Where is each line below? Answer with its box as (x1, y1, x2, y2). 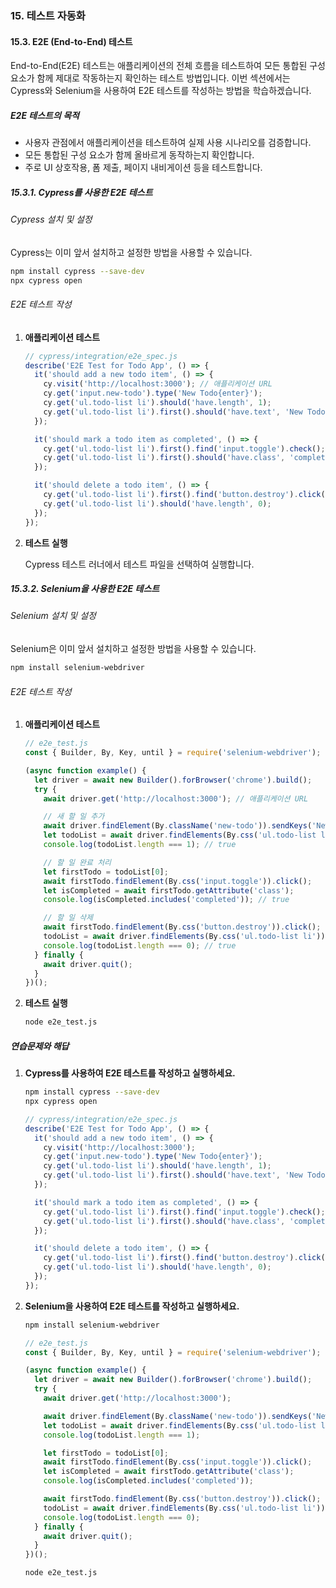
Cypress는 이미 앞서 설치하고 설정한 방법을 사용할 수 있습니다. (10, 246, 253, 258)
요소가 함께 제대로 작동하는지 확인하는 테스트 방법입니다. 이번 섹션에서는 (10, 72, 291, 84)
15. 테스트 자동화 (10, 8, 86, 22)
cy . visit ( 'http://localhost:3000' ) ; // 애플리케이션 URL (43, 379, 273, 389)
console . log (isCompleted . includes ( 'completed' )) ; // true (43, 895, 290, 905)
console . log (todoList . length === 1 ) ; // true (43, 840, 237, 850)
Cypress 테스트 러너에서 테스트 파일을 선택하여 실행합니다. (24, 558, 255, 570)
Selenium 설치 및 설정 (10, 610, 97, 622)
